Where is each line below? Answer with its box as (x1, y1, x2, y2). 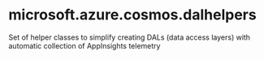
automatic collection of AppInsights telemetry (8, 40, 161, 50)
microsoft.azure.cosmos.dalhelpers (8, 6, 258, 24)
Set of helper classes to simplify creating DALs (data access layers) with (8, 32, 250, 42)
